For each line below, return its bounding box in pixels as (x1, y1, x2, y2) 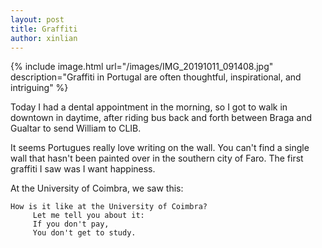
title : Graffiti (10, 24, 78, 34)
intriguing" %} (10, 82, 69, 94)
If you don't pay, (32, 219, 110, 230)
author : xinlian (10, 33, 78, 43)
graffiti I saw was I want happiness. (10, 163, 156, 175)
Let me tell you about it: (32, 211, 145, 221)
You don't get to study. (32, 228, 137, 238)
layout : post (10, 14, 65, 25)
